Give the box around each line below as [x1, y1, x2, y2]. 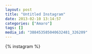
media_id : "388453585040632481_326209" [5, 30, 88, 35]
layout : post [5, 7, 32, 12]
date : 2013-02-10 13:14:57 [5, 16, 61, 21]
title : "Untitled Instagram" [5, 12, 66, 17]
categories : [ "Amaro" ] [5, 21, 52, 26]
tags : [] [5, 26, 23, 30]
